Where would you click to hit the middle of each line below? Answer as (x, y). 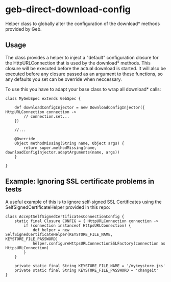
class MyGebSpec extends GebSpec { (43, 98)
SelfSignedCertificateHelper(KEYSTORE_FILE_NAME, (59, 234)
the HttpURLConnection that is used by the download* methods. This (78, 63)
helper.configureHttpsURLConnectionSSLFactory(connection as (99, 243)
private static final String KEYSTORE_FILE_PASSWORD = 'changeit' (87, 270)
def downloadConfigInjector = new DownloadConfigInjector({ (80, 107)
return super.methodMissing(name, (60, 148)
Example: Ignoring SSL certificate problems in (80, 181)
